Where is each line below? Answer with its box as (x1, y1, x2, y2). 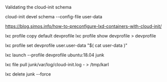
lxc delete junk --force (5, 71, 51, 77)
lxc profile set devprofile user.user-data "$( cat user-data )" (5, 42, 128, 48)
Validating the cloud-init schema (5, 4, 72, 10)
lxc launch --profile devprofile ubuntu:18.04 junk (5, 52, 105, 58)
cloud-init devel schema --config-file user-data (5, 14, 103, 19)
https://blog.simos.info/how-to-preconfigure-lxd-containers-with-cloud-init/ (5, 23, 162, 29)
